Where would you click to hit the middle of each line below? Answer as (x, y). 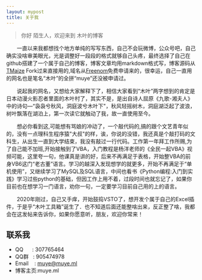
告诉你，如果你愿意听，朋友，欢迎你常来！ (90, 214)
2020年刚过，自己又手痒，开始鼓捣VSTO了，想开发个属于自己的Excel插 (105, 199)
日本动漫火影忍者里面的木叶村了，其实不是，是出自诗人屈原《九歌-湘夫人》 (100, 98)
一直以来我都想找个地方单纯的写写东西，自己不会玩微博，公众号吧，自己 (106, 48)
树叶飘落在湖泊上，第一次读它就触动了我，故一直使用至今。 (79, 113)
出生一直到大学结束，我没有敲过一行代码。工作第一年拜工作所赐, (107, 141)
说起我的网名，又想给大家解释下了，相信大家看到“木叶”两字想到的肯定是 (106, 91)
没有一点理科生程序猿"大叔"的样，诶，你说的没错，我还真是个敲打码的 (103, 133)
